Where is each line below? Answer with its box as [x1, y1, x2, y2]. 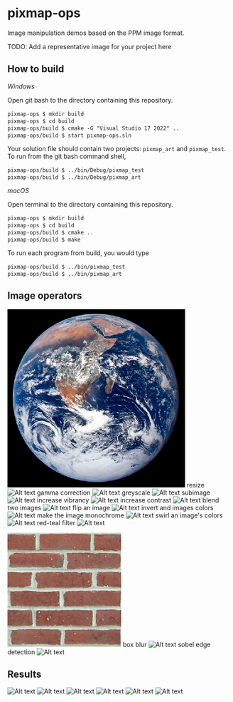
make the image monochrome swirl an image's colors [36, 511, 223, 520]
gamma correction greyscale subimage [36, 488, 211, 497]
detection [7, 647, 36, 656]
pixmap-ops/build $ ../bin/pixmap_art [7, 270, 122, 277]
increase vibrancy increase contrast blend [36, 495, 220, 504]
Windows [7, 82, 36, 91]
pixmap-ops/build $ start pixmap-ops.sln [7, 132, 132, 139]
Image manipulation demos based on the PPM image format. [7, 29, 185, 37]
